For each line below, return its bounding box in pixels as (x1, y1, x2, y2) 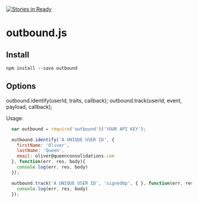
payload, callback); (6, 103, 52, 110)
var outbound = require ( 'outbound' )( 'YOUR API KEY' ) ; (11, 126, 146, 132)
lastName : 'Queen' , (16, 148, 65, 153)
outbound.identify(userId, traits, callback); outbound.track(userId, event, (6, 97, 182, 104)
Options (6, 81, 37, 91)
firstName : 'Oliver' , (16, 142, 70, 148)
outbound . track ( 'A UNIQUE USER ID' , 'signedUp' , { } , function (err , (11, 180, 183, 186)
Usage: (6, 114, 24, 122)
